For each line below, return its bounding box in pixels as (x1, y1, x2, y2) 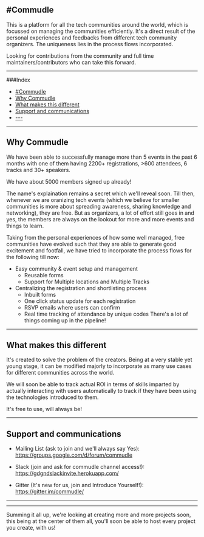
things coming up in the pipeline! (24, 316, 106, 324)
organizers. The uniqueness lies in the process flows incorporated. (6, 40, 174, 47)
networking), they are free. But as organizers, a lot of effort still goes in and (6, 209, 194, 217)
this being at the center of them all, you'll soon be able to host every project (6, 518, 196, 525)
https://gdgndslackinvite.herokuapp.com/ (15, 469, 120, 477)
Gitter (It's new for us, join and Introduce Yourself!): (15, 482, 144, 489)
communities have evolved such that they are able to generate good (6, 240, 177, 248)
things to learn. (6, 222, 44, 229)
